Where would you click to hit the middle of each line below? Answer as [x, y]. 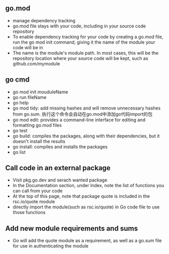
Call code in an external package [58, 168]
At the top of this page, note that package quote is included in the [81, 196]
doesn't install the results [39, 141]
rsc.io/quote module [34, 202]
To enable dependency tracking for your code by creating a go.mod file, [88, 37]
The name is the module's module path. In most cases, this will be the [86, 53]
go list [19, 152]
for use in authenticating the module [50, 246]
